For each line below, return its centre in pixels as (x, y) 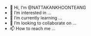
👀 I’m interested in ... (30, 13)
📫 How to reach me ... (32, 28)
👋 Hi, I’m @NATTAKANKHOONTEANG (48, 8)
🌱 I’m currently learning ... (36, 18)
